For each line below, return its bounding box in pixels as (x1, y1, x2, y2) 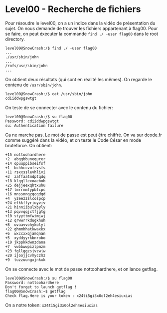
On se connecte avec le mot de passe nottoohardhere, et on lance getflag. (5, 266, 158, 272)
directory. (5, 36, 25, 42)
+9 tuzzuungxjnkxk (5, 257, 46, 262)
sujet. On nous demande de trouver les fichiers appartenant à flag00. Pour (5, 25, 158, 31)
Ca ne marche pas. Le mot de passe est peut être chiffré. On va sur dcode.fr (5, 132, 162, 138)
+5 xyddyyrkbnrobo (5, 235, 46, 240)
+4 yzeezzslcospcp (5, 196, 46, 201)
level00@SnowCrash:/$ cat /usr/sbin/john (5, 91, 93, 96)
